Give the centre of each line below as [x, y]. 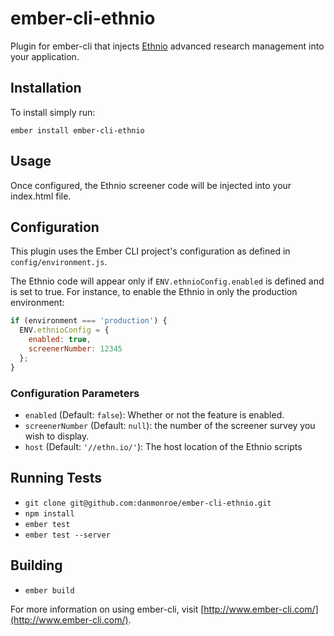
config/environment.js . [59, 262]
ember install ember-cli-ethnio [77, 130]
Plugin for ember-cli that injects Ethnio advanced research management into [167, 46]
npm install [49, 513]
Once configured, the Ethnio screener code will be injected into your [151, 185]
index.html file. [41, 196]
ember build [49, 590]
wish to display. [57, 436]
